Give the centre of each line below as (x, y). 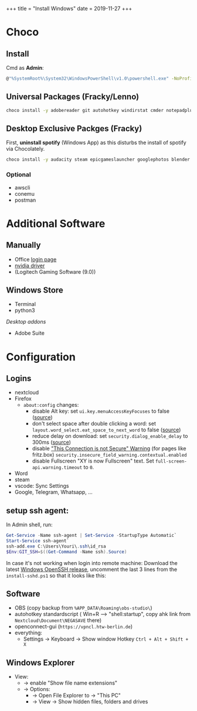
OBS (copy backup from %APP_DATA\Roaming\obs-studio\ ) (83, 608)
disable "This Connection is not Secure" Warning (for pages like (109, 448)
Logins (19, 378)
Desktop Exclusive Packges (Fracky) (74, 128)
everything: (28, 633)
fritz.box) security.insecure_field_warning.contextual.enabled (110, 455)
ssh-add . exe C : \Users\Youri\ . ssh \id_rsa (56, 546)
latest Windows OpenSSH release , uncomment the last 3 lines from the (92, 569)
